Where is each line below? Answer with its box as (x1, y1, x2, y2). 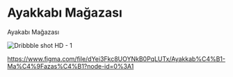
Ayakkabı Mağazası (7, 5, 123, 21)
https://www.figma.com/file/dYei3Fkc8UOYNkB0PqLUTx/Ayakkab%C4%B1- (7, 54, 226, 63)
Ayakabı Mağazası (7, 28, 60, 36)
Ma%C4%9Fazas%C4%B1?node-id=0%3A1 (7, 62, 134, 70)
